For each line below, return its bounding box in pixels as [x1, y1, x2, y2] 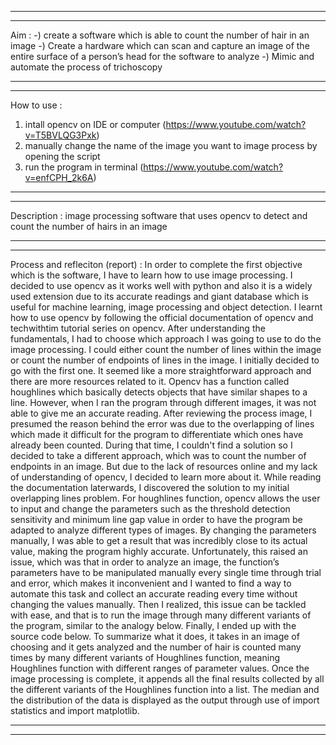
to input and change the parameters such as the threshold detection [10, 503, 291, 515]
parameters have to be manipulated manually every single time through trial [10, 567, 322, 578]
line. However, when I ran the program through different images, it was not [10, 397, 317, 408]
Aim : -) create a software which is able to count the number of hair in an [10, 29, 310, 41]
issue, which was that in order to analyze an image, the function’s [10, 556, 280, 568]
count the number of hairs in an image [10, 221, 168, 232]
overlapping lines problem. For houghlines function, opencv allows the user [10, 492, 321, 504]
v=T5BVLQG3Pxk [24, 129, 97, 141]
